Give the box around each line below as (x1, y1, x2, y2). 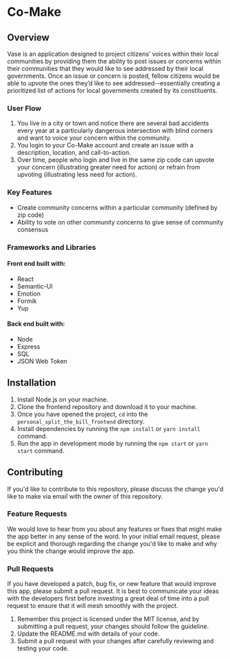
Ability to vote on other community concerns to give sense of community (16, 218, 224, 226)
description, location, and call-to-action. (16, 149, 131, 157)
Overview (7, 32, 50, 43)
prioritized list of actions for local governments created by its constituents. (7, 87, 218, 94)
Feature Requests (7, 509, 67, 519)
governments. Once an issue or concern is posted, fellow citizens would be (7, 72, 220, 80)
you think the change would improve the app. (7, 547, 135, 555)
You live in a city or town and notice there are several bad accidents (16, 119, 209, 127)
